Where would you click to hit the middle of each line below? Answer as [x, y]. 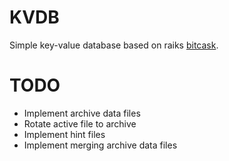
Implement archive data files [82, 113]
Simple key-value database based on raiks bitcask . [114, 45]
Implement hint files [64, 134]
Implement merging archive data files [100, 145]
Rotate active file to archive [80, 123]
